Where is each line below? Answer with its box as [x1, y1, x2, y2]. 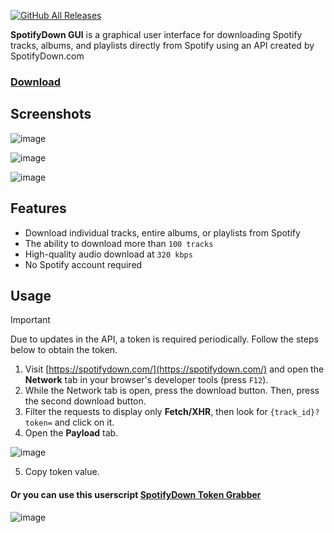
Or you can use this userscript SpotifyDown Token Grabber [10, 488, 262, 500]
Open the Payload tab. [24, 427, 119, 439]
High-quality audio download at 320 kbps [24, 248, 193, 260]
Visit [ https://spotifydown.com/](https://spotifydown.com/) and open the [24, 363, 325, 375]
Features [10, 200, 67, 217]
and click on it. [54, 416, 115, 429]
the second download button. [24, 395, 147, 407]
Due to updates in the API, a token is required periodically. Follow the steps [10, 333, 319, 345]
